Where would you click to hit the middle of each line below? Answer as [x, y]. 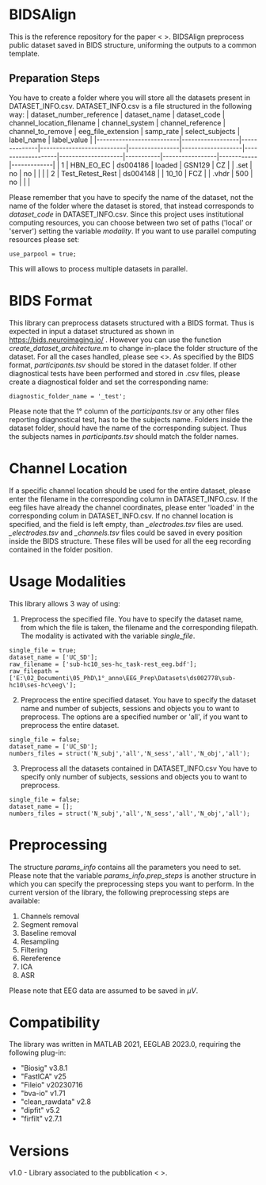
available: [25, 900]
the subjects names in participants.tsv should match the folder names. [124, 436]
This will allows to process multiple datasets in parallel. [99, 268]
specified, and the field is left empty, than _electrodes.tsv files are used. [126, 524]
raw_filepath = [34, 671]
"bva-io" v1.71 [43, 1094]
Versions [39, 1150]
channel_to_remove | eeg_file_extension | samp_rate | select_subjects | [125, 131]
